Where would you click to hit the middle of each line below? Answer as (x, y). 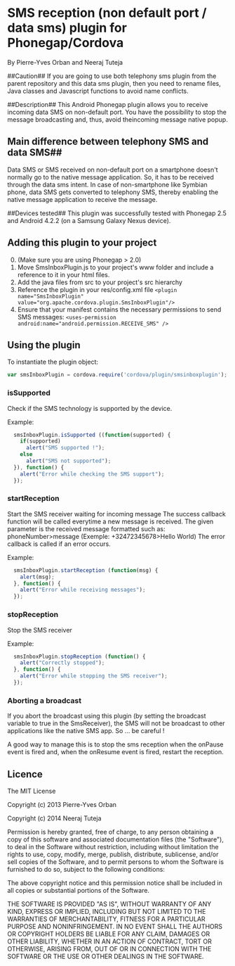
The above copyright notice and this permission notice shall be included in (115, 883)
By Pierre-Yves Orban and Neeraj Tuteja (65, 62)
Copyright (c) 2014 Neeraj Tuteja (54, 818)
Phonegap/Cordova (66, 43)
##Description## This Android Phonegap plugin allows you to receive (108, 104)
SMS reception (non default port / (107, 13)
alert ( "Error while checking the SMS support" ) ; (92, 474)
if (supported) (40, 441)
